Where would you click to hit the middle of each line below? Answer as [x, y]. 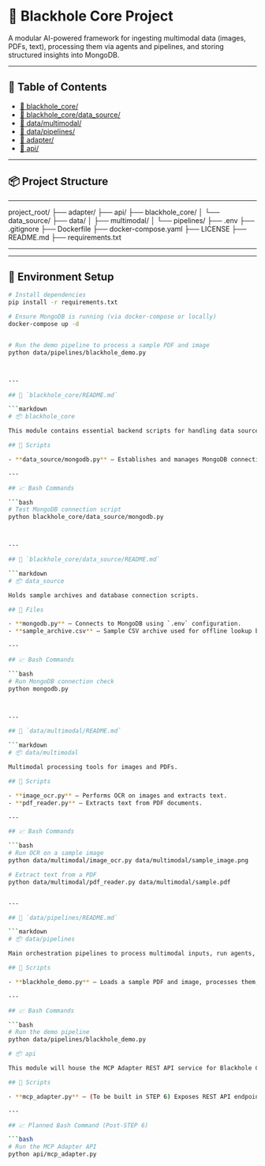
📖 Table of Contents [58, 87]
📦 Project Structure [58, 182]
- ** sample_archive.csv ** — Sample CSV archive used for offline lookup [130, 631]
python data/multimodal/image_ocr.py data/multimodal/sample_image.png [128, 861]
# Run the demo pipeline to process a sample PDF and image [109, 345]
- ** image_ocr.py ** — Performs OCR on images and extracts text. [118, 795]
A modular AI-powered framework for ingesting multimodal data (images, [127, 38]
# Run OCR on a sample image [56, 854]
